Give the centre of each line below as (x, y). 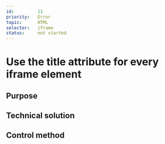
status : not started (36, 33)
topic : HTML (27, 22)
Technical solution (40, 116)
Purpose (22, 96)
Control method (35, 136)
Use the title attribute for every (82, 62)
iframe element (44, 74)
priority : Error (28, 17)
